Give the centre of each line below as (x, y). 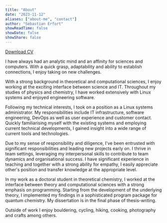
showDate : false (22, 33)
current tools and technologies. (37, 133)
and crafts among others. (31, 215)
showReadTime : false (27, 28)
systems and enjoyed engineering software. (50, 97)
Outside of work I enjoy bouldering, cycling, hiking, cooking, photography (81, 210)
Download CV (19, 52)
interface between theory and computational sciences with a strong (75, 184)
